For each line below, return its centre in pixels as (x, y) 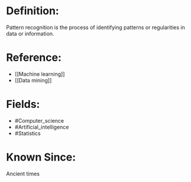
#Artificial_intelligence (42, 127)
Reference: (34, 58)
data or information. (30, 33)
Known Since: (41, 157)
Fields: (23, 104)
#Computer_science (39, 120)
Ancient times (23, 174)
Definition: (33, 11)
